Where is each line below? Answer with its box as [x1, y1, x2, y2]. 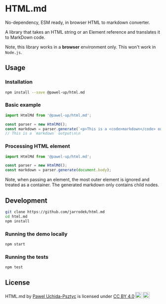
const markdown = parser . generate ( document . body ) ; [5, 167, 112, 173]
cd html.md [5, 214, 28, 219]
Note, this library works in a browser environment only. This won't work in [5, 44, 156, 50]
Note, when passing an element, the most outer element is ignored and [5, 177, 150, 183]
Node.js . [5, 49, 22, 55]
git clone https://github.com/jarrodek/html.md [5, 210, 105, 215]
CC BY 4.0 [113, 293, 135, 299]
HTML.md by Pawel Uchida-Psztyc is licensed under [5, 293, 113, 299]
